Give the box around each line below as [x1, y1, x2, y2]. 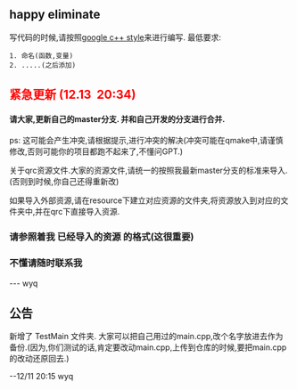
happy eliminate [9, 7, 101, 22]
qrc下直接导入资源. [50, 207, 120, 217]
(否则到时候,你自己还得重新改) [9, 176, 120, 187]
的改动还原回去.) [9, 353, 70, 364]
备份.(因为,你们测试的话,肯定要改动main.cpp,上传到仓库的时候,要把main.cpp [9, 342, 287, 353]
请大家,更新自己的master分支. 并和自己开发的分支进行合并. [9, 113, 226, 124]
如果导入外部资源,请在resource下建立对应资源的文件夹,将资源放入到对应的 [9, 195, 281, 206]
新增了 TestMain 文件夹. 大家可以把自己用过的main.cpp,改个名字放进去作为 [9, 331, 284, 342]
